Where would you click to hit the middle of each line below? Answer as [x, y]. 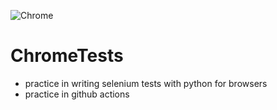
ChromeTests [67, 56]
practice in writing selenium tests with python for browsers [146, 83]
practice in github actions [77, 94]
